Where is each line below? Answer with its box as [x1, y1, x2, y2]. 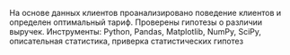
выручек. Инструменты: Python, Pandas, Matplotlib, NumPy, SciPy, [9, 27, 262, 36]
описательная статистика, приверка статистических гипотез [9, 35, 244, 46]
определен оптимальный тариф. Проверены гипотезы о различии [9, 17, 263, 27]
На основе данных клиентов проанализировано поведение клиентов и [9, 8, 282, 18]
